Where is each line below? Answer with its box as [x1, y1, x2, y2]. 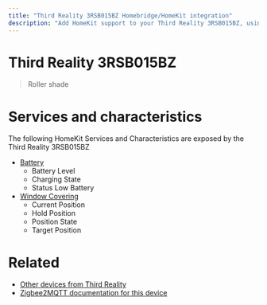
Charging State [31, 174, 81, 184]
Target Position [31, 225, 82, 235]
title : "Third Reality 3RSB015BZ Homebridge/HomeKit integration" [8, 11, 233, 20]
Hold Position [31, 209, 75, 218]
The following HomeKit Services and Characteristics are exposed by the [8, 134, 245, 143]
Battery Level [31, 166, 75, 176]
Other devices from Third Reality [19, 280, 127, 289]
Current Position [31, 200, 86, 209]
